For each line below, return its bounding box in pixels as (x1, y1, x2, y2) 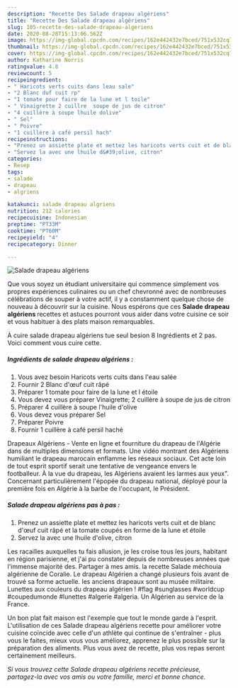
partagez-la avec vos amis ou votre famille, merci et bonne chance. (7, 672, 206, 681)
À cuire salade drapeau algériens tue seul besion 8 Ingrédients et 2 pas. (7, 331, 217, 340)
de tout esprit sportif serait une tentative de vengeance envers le (7, 462, 197, 470)
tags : (7, 168, 23, 176)
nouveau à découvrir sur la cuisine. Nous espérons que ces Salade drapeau (7, 303, 230, 311)
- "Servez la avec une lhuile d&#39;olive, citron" (7, 149, 163, 156)
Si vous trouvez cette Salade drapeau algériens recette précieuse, (7, 665, 201, 674)
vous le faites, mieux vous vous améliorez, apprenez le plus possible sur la (7, 636, 225, 645)
